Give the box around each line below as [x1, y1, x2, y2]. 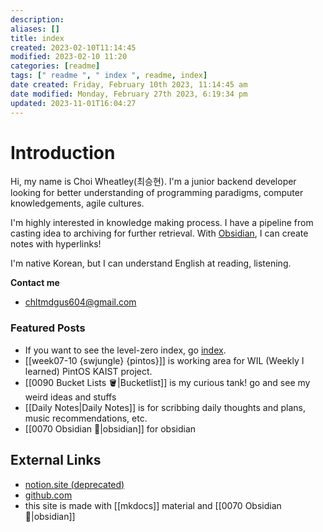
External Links [10, 452, 102, 469]
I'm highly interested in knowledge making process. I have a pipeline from [10, 217, 314, 229]
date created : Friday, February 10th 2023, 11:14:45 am [10, 80, 248, 90]
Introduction [10, 141, 116, 164]
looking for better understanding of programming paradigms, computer [10, 187, 304, 199]
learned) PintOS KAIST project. [24, 365, 153, 377]
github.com [24, 489, 73, 501]
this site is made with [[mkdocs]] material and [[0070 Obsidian [24, 499, 282, 511]
